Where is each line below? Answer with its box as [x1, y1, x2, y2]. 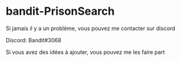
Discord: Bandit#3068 [6, 36, 62, 44]
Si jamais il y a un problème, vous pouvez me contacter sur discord [6, 25, 175, 32]
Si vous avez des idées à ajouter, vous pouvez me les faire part [6, 48, 165, 56]
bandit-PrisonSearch [6, 4, 115, 18]
